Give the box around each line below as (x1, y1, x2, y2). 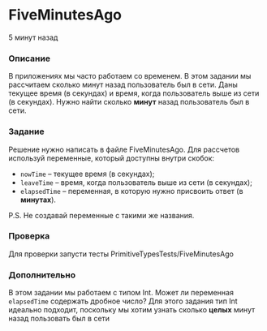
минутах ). (19, 195, 57, 204)
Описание (8, 53, 51, 64)
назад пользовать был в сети (8, 314, 110, 324)
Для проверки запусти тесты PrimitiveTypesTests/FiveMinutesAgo (8, 249, 234, 259)
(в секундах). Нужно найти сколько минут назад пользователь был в (8, 97, 250, 107)
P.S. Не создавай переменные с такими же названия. (8, 210, 195, 220)
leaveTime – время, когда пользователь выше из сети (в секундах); (19, 177, 253, 187)
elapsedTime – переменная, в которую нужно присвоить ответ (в (19, 186, 243, 196)
